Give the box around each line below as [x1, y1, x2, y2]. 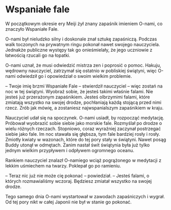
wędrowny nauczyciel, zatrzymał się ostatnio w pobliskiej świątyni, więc [5, 68, 157, 74]
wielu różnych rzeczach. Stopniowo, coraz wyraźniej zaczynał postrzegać [5, 125, 161, 132]
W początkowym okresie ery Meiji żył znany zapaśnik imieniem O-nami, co [5, 20, 163, 27]
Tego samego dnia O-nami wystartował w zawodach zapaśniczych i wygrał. [5, 193, 165, 199]
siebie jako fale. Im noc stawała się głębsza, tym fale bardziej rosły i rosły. [5, 131, 160, 137]
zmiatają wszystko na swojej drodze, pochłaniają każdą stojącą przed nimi [5, 99, 162, 106]
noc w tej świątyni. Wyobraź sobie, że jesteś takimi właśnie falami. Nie [5, 88, 153, 94]
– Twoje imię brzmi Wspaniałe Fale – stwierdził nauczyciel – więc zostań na [5, 83, 163, 89]
